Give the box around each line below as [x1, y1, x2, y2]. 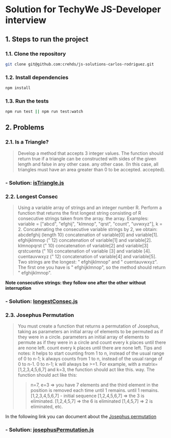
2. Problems [5, 123, 44, 132]
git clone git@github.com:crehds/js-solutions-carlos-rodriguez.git [5, 61, 154, 67]
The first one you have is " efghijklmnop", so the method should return [17, 264, 166, 270]
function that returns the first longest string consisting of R [17, 210, 141, 216]
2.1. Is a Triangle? [5, 139, 49, 146]
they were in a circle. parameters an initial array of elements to [17, 334, 150, 340]
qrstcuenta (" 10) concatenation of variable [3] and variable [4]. [17, 248, 152, 254]
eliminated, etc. [30, 404, 63, 410]
